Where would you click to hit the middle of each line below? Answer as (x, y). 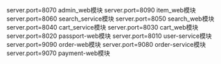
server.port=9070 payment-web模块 (58, 53)
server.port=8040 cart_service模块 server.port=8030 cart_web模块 (103, 27)
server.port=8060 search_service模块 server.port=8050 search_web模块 (110, 19)
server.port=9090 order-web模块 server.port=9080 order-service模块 (106, 44)
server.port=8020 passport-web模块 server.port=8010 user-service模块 (109, 36)
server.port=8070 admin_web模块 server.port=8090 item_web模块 (101, 10)
